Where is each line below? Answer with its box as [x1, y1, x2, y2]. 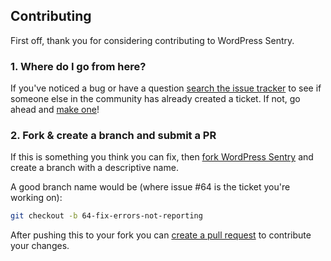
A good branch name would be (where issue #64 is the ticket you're [10, 181, 291, 193]
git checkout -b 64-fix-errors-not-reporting [10, 211, 203, 221]
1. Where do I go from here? [10, 59, 147, 73]
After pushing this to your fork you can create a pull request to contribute [10, 229, 312, 241]
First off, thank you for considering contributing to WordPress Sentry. [10, 34, 295, 46]
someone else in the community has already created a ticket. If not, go [10, 93, 301, 105]
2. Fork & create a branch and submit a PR [10, 129, 217, 143]
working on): [10, 192, 63, 204]
